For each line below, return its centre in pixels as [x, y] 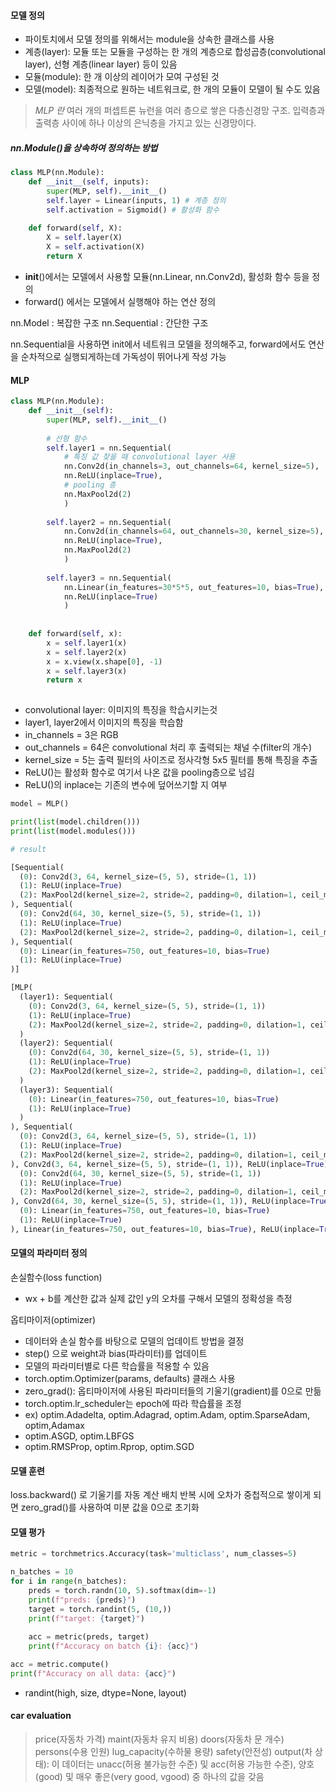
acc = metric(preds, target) [89, 1637]
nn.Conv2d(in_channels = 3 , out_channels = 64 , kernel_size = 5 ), [191, 466]
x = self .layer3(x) [87, 671]
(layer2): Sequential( [66, 1043]
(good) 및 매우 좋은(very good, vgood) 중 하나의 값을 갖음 [149, 1777]
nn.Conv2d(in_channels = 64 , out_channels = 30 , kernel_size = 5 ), [194, 531]
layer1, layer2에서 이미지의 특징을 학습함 [104, 722]
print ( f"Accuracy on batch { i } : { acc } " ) [113, 1646]
